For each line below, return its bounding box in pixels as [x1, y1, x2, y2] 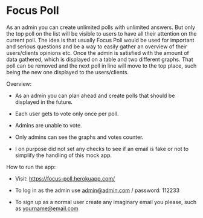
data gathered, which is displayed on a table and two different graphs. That [6, 56, 193, 63]
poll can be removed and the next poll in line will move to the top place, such [6, 62, 197, 69]
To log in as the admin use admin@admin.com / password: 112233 [14, 187, 180, 194]
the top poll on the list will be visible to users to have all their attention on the [6, 30, 197, 37]
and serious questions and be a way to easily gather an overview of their [6, 43, 187, 50]
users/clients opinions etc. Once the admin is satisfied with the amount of [6, 49, 189, 56]
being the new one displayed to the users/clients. [6, 68, 129, 75]
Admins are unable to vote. [14, 121, 83, 129]
